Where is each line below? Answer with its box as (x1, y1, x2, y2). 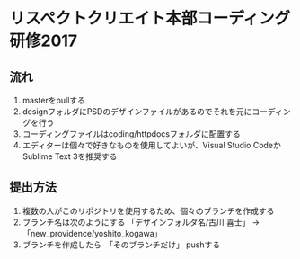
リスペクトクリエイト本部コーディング (9, 8, 291, 29)
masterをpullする (22, 95, 85, 105)
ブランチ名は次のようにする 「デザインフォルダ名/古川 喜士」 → (22, 217, 260, 228)
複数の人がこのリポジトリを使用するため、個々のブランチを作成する (22, 205, 275, 216)
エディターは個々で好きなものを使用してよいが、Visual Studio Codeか (22, 140, 281, 150)
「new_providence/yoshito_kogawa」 (22, 228, 163, 238)
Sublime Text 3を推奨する (22, 151, 118, 162)
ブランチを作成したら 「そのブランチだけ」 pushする (22, 239, 221, 250)
